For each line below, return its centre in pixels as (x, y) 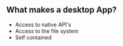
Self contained (33, 37)
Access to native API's (43, 24)
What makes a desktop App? (62, 10)
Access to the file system (47, 31)
